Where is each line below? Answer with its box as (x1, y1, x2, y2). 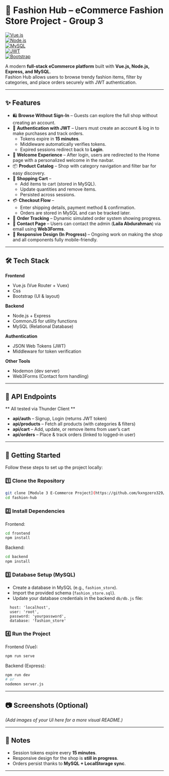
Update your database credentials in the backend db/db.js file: (12, 595, 143, 601)
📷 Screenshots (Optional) (5, 701, 89, 709)
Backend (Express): (5, 662, 46, 669)
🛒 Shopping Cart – (12, 175, 52, 181)
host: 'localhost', (10, 605, 51, 610)
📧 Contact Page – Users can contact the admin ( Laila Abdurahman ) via (12, 220, 161, 227)
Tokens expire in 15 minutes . (20, 136, 80, 142)
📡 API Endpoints (5, 392, 57, 401)
